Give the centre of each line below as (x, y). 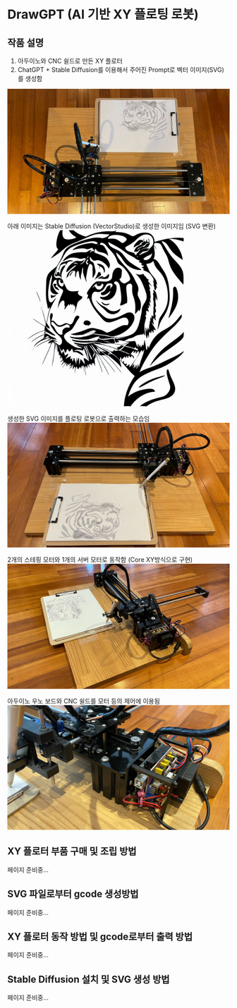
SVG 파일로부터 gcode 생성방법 (73, 894)
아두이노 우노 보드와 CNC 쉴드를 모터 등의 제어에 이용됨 (84, 701)
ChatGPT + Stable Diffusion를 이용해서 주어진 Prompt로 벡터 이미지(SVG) (121, 70)
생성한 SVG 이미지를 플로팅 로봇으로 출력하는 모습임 (79, 418)
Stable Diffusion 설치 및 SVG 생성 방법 (89, 979)
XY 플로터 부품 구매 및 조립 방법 (72, 851)
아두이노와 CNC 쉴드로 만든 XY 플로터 (70, 61)
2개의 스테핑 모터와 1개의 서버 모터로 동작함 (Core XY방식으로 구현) (100, 560)
